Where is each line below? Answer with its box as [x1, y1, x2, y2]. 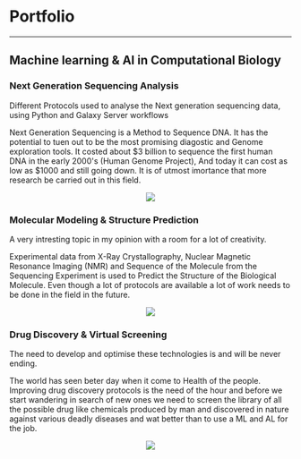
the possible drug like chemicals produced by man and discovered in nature [9, 404, 289, 415]
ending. [9, 358, 38, 369]
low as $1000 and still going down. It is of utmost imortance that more [9, 165, 267, 175]
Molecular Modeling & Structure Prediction [9, 213, 200, 225]
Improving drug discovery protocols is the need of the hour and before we [9, 385, 283, 395]
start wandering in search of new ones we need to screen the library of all [9, 395, 282, 405]
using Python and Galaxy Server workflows [9, 109, 168, 120]
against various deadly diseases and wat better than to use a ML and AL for [9, 413, 288, 424]
